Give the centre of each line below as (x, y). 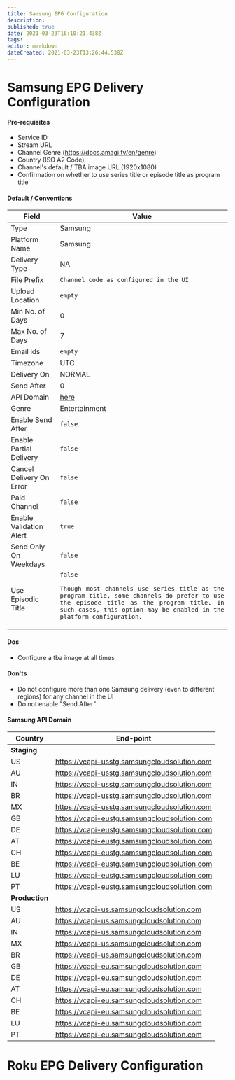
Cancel (22, 469)
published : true (31, 27)
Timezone (27, 363)
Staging (24, 750)
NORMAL (75, 374)
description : (26, 20)
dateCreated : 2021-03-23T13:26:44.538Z (65, 53)
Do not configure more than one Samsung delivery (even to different (116, 689)
